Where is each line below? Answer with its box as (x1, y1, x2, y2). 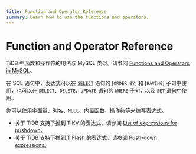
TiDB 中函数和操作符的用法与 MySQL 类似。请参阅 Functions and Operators (6, 60, 190, 67)
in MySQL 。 (6, 67, 35, 74)
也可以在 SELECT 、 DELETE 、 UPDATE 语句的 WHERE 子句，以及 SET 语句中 (16, 87, 182, 94)
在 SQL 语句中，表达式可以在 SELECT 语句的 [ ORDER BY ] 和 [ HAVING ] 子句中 (6, 80, 182, 87)
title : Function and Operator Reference (6, 8, 107, 15)
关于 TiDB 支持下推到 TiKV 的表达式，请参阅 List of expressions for (14, 119, 178, 127)
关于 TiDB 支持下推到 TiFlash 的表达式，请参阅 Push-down (14, 134, 158, 142)
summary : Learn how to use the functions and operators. (6, 14, 149, 20)
